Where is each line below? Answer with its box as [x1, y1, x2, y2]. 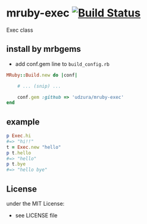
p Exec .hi [6, 133, 32, 139]
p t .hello [6, 150, 32, 156]
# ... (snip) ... [17, 83, 62, 89]
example [6, 117, 40, 127]
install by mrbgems [6, 44, 81, 54]
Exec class [6, 26, 34, 34]
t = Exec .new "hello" [6, 144, 62, 150]
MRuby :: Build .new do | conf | [6, 72, 78, 78]
